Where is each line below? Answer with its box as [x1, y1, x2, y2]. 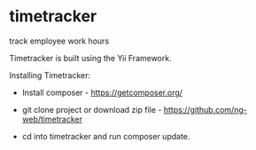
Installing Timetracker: [9, 69, 91, 81]
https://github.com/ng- [163, 104, 248, 114]
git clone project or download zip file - [21, 104, 162, 114]
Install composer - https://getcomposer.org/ [21, 87, 183, 98]
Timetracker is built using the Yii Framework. [9, 52, 172, 63]
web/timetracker [21, 114, 82, 124]
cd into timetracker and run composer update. [21, 130, 190, 141]
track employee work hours [9, 36, 110, 46]
